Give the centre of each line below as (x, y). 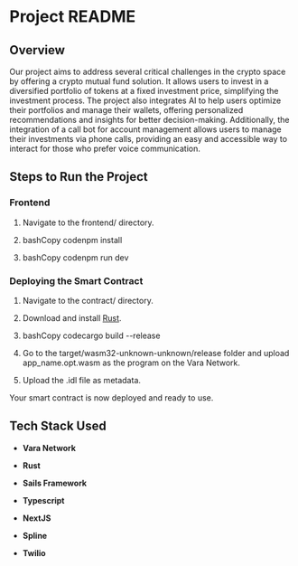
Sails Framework (55, 483)
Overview (37, 50)
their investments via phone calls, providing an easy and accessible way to (148, 139)
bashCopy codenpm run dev (75, 257)
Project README (73, 17)
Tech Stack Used (58, 426)
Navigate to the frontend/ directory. (88, 222)
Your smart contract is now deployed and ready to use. (112, 397)
